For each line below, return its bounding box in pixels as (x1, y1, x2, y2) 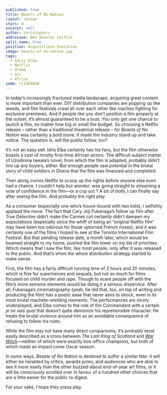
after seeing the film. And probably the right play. (5, 193, 106, 199)
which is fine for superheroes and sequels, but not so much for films (5, 270, 146, 276)
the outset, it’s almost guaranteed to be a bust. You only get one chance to (5, 116, 158, 122)
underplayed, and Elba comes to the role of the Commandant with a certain (5, 302, 160, 308)
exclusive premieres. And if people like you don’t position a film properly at (5, 110, 159, 117)
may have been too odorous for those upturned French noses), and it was (5, 224, 157, 230)
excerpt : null (5, 26, 35, 31)
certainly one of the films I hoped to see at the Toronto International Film (5, 229, 154, 235)
